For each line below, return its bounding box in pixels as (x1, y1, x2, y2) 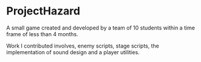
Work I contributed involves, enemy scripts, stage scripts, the (6, 42, 159, 49)
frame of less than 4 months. (6, 30, 79, 37)
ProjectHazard (6, 4, 81, 18)
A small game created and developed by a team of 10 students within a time (6, 24, 196, 31)
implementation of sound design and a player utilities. (6, 48, 140, 55)
